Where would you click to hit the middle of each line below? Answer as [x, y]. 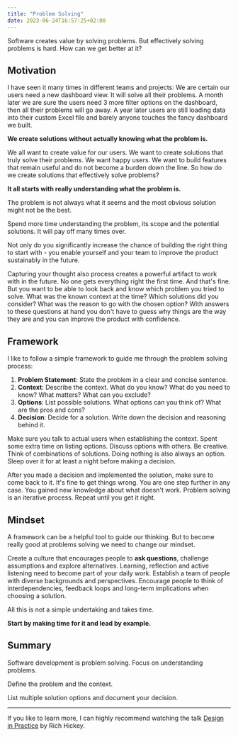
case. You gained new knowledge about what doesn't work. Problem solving [119, 490]
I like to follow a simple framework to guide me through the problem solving [118, 359]
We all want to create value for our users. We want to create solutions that [115, 152]
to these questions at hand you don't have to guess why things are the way [117, 312]
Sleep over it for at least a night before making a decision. [91, 461]
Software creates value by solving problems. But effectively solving [106, 40]
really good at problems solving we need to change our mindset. [101, 544]
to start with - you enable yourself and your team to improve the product [113, 253]
